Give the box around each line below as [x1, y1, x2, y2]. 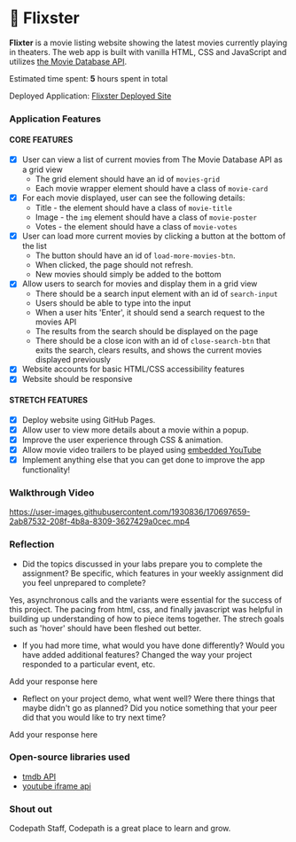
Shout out [9, 802, 53, 815]
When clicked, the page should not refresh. [35, 260, 193, 270]
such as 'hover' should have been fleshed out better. [9, 622, 202, 633]
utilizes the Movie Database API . [9, 56, 128, 66]
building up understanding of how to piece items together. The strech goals [9, 613, 285, 624]
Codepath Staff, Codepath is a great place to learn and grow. [9, 823, 231, 834]
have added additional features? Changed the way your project [21, 649, 253, 659]
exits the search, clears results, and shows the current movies [35, 345, 262, 355]
